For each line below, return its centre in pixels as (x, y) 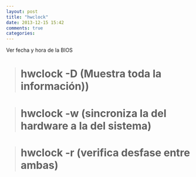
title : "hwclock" (27, 17)
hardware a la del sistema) (86, 126)
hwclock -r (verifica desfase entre (105, 153)
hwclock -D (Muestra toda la (91, 74)
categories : (21, 34)
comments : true (25, 28)
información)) (55, 86)
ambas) (39, 165)
